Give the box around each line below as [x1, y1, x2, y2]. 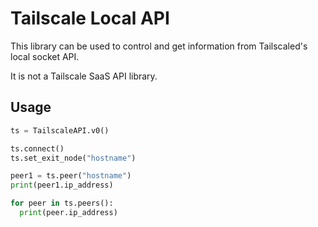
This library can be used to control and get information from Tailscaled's [10, 40, 308, 52]
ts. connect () [10, 143, 65, 154]
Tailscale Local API [10, 7, 170, 30]
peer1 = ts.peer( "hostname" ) [10, 171, 132, 181]
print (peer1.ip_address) [10, 180, 114, 191]
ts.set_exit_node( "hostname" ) [10, 153, 137, 163]
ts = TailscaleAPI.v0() [10, 125, 110, 136]
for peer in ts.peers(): [10, 198, 114, 209]
